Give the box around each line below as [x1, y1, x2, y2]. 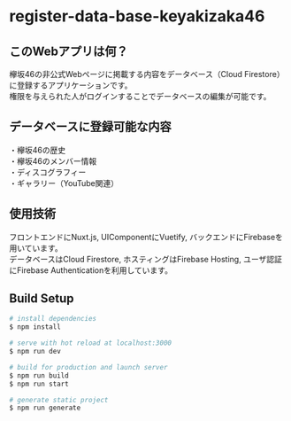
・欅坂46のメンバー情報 [9, 155, 97, 166]
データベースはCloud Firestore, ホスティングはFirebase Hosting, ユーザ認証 [9, 253, 283, 264]
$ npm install [9, 323, 62, 331]
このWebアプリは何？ [9, 43, 128, 58]
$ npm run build [9, 370, 69, 380]
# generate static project [9, 395, 109, 404]
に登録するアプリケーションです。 [9, 80, 133, 90]
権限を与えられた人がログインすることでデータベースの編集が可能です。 [9, 91, 272, 101]
